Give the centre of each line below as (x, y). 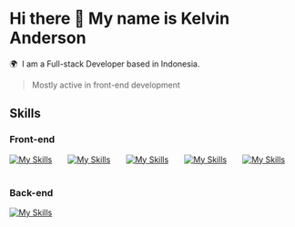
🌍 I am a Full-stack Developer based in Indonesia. (105, 64)
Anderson (48, 38)
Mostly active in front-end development (106, 85)
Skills (25, 113)
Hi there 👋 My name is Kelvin (120, 19)
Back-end (31, 192)
